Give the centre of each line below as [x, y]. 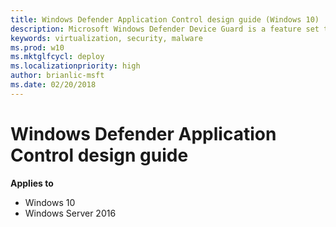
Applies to [32, 183]
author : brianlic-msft [57, 76]
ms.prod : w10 [37, 47]
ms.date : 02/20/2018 [53, 85]
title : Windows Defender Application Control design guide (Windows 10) [165, 19]
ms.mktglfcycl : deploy [57, 57]
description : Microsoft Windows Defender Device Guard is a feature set [165, 29]
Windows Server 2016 [70, 213]
